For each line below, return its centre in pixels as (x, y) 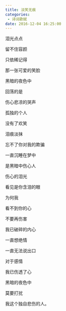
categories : (17, 14)
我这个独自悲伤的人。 (27, 304)
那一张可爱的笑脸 (23, 70)
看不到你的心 (18, 208)
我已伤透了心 (18, 272)
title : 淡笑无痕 (20, 10)
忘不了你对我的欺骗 (25, 145)
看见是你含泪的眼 (23, 187)
